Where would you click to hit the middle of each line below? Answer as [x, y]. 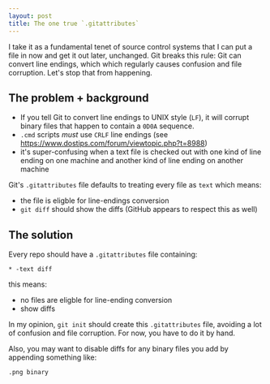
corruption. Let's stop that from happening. [80, 72]
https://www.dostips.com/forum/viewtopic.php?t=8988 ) [114, 144]
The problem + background [79, 98]
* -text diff [30, 270]
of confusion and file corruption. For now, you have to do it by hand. [122, 333]
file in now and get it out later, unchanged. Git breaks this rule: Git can [125, 55]
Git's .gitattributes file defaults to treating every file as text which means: [135, 185]
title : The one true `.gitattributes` [74, 24]
